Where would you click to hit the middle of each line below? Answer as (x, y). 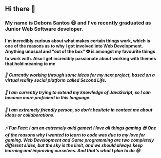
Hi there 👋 (20, 9)
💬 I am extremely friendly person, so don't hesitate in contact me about (79, 110)
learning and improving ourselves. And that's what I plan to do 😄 (73, 150)
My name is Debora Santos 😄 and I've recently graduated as (78, 23)
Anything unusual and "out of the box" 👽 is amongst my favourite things (80, 51)
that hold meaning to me (30, 64)
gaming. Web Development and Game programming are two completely (80, 140)
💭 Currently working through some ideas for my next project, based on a (80, 75)
